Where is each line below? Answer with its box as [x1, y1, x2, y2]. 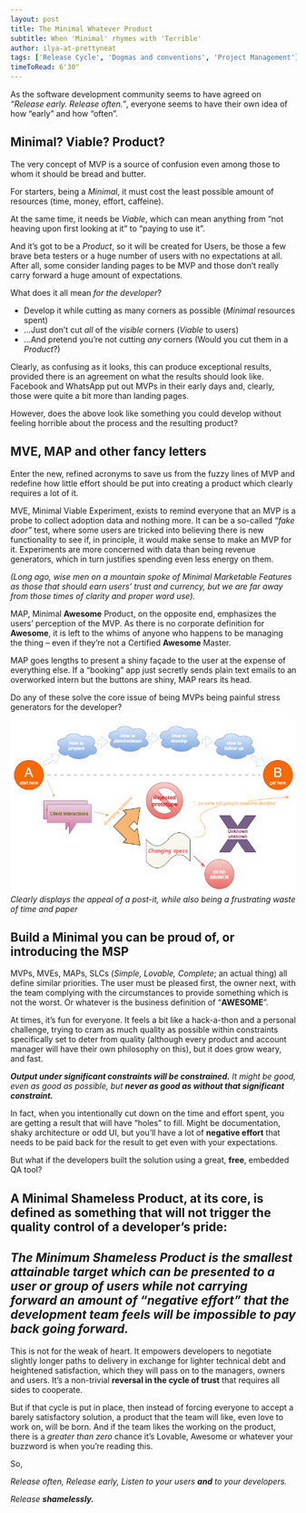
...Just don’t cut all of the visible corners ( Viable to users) [23, 324, 240, 335]
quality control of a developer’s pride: [10, 1219, 228, 1234]
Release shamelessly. [10, 1493, 94, 1504]
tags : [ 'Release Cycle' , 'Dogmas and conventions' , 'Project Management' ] [10, 53, 300, 63]
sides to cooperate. [10, 1384, 83, 1395]
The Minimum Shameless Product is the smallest [10, 1250, 293, 1265]
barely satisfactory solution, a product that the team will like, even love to [10, 1411, 284, 1422]
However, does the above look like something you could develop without [10, 408, 281, 419]
